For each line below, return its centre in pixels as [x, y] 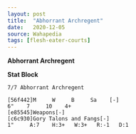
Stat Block [23, 75]
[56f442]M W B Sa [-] [63, 100]
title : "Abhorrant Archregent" [55, 21]
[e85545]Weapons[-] [36, 113]
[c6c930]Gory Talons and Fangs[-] [59, 119]
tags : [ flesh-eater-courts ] [49, 41]
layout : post [27, 14]
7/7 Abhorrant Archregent [46, 88]
